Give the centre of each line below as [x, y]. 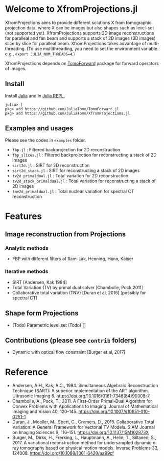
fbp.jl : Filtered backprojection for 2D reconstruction [66, 149]
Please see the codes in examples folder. [46, 140]
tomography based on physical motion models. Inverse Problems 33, [89, 448]
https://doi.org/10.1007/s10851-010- [114, 412]
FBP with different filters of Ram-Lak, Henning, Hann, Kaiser [73, 259]
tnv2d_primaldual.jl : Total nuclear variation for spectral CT [73, 191]
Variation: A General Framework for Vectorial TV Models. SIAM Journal [83, 427]
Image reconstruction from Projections [66, 234]
